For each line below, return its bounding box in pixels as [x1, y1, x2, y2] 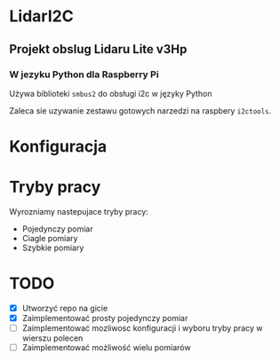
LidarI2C [9, 6, 74, 27]
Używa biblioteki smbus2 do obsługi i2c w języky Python [9, 88, 212, 98]
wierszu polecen [21, 333, 84, 343]
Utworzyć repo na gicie [21, 302, 108, 313]
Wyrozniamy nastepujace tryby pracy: [9, 207, 148, 216]
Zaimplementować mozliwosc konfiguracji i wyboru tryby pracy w [21, 323, 263, 334]
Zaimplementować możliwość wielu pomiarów [21, 342, 191, 353]
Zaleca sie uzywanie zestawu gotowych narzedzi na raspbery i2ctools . [9, 105, 272, 116]
